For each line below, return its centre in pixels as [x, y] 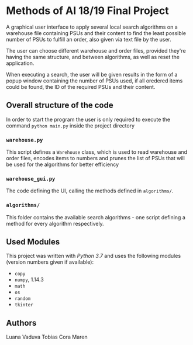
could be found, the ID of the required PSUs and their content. [81, 87]
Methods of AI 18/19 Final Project [88, 11]
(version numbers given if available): [50, 262]
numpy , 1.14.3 [29, 280]
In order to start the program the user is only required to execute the [88, 119]
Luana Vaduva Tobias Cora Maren [47, 337]
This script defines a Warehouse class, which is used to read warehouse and [97, 152]
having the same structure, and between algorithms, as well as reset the [93, 57]
